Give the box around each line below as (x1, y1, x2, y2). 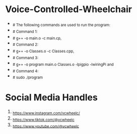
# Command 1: (12, 29, 38, 34)
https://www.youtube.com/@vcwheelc (12, 124, 80, 129)
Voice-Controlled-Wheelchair (5, 4, 132, 15)
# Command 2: (12, 42, 39, 48)
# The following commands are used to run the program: (12, 22, 111, 27)
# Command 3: (12, 55, 39, 60)
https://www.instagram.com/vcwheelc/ (12, 110, 80, 116)
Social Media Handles (5, 92, 98, 103)
